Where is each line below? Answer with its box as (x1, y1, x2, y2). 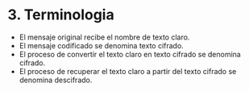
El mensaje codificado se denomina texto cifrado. (19, 40, 185, 50)
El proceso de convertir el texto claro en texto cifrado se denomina (19, 49, 241, 59)
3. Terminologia (7, 6, 114, 24)
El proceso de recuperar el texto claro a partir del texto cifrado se (19, 66, 237, 76)
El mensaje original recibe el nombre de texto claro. (19, 32, 190, 42)
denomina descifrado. (19, 75, 93, 85)
